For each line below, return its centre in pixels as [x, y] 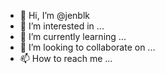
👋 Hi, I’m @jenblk [54, 15]
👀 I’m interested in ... [62, 26]
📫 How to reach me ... [66, 58]
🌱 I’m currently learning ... [73, 36]
